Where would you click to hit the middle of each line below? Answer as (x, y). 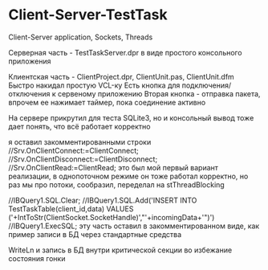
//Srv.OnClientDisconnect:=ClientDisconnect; (83, 159)
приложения (30, 61)
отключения (29, 93)
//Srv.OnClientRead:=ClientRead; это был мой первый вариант (114, 167)
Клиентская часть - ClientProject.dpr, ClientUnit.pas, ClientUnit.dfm (121, 76)
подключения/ (207, 85)
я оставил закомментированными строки (80, 141)
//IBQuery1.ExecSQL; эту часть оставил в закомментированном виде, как (134, 226)
